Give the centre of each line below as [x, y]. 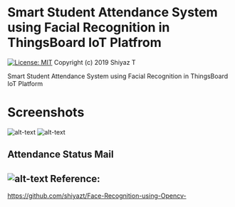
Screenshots [46, 113]
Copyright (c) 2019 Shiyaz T [95, 62]
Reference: [75, 179]
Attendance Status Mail [61, 155]
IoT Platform [25, 83]
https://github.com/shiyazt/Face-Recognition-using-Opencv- [97, 196]
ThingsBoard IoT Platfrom [84, 43]
